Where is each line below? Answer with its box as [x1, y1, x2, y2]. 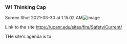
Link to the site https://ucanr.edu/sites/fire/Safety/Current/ [5, 24, 122, 30]
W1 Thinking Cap [5, 4, 46, 11]
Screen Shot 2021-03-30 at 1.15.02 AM [5, 15, 83, 21]
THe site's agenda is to [5, 33, 52, 40]
